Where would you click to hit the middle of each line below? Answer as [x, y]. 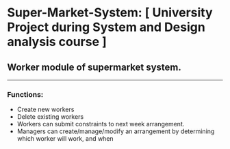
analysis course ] [57, 42]
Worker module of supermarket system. [94, 67]
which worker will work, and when [65, 139]
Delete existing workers [50, 117]
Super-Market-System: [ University [110, 13]
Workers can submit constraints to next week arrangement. [101, 124]
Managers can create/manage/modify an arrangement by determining [116, 131]
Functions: [25, 94]
